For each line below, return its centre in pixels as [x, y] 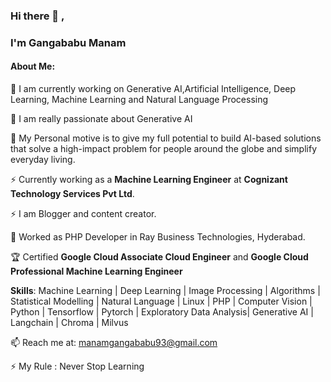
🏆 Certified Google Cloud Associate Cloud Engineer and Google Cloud [159, 257]
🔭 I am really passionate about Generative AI [101, 119]
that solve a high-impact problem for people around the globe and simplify [164, 149]
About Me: [33, 66]
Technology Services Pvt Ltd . [72, 194]
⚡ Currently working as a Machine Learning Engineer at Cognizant [149, 180]
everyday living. [43, 160]
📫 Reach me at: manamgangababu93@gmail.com [114, 343]
